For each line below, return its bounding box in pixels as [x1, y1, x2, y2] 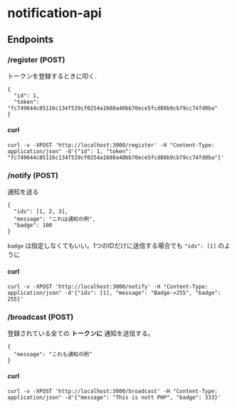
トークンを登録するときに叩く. [7, 71, 98, 80]
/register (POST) [7, 55, 65, 65]
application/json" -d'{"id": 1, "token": [7, 148, 132, 155]
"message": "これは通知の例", [14, 216, 96, 223]
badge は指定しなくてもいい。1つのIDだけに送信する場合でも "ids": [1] [7, 241, 217, 250]
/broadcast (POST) [7, 312, 74, 322]
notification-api [7, 5, 102, 21]
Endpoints [7, 33, 54, 46]
